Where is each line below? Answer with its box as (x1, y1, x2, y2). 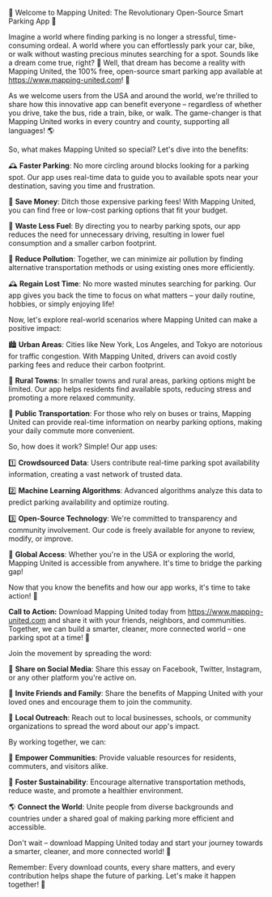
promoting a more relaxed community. (8, 393, 136, 402)
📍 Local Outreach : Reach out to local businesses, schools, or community (8, 713, 252, 722)
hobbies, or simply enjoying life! (8, 299, 115, 308)
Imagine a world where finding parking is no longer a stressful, (8, 32, 217, 41)
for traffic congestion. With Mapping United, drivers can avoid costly (8, 351, 237, 361)
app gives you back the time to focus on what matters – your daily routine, (8, 290, 256, 300)
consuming (8, 41, 46, 50)
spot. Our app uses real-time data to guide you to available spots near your (8, 173, 259, 182)
